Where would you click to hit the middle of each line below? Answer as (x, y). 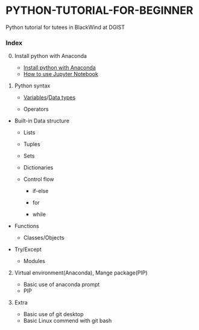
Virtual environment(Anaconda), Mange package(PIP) (81, 273)
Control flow (39, 179)
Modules (34, 261)
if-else (40, 191)
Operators (36, 109)
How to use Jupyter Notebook (61, 74)
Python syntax (32, 86)
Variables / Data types (49, 98)
